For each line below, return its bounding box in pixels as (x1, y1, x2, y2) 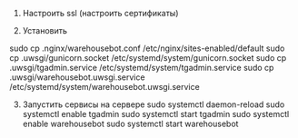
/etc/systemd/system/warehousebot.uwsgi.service (9, 82, 200, 92)
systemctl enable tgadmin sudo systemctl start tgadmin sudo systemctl (22, 109, 290, 119)
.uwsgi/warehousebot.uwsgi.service (9, 72, 145, 83)
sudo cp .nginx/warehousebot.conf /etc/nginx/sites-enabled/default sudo (9, 43, 285, 54)
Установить (22, 25, 68, 35)
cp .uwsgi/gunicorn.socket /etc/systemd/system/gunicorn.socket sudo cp (9, 53, 287, 63)
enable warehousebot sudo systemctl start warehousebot (22, 118, 239, 129)
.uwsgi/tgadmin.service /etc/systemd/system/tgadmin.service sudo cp (9, 63, 274, 73)
